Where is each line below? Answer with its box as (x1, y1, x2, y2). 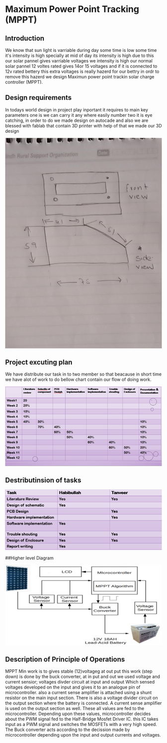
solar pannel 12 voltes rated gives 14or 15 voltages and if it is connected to (5, 63, 158, 69)
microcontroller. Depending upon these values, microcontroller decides (5, 711, 151, 717)
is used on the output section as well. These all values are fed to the (5, 706, 145, 712)
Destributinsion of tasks (5, 476, 82, 484)
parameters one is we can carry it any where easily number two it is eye (5, 112, 153, 118)
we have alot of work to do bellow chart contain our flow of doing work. (5, 376, 152, 382)
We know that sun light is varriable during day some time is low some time (5, 47, 157, 53)
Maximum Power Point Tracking (5, 3, 139, 15)
